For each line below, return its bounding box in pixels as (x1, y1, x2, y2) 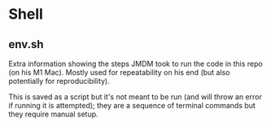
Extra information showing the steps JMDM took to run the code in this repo (8, 59, 263, 68)
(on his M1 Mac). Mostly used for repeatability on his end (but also (8, 68, 230, 77)
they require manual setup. (8, 109, 99, 119)
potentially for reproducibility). (8, 77, 110, 85)
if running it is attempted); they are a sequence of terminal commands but (8, 101, 256, 110)
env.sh (8, 37, 44, 51)
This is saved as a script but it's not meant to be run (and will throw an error (8, 92, 262, 102)
